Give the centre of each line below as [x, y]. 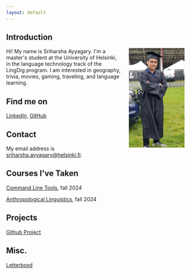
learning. [17, 83]
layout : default [26, 12]
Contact [21, 134]
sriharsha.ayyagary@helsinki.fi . [44, 155]
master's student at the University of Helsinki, [62, 58]
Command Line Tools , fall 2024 [44, 188]
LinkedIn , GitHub [27, 116]
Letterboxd [19, 265]
